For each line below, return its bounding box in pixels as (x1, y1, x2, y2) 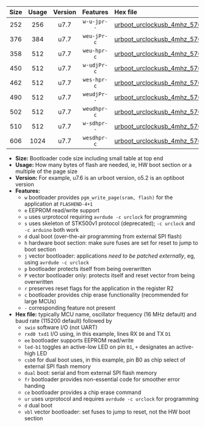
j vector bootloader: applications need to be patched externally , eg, (24, 252, 195, 259)
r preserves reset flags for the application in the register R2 (24, 284, 174, 292)
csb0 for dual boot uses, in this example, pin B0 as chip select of (24, 356, 186, 363)
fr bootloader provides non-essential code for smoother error (24, 376, 180, 383)
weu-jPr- (82, 33, 108, 39)
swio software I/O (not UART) (24, 324, 98, 331)
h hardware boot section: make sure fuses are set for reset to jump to (24, 239, 198, 247)
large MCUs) (24, 298, 57, 305)
